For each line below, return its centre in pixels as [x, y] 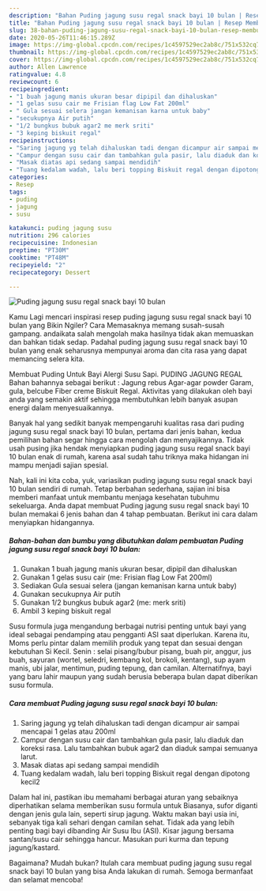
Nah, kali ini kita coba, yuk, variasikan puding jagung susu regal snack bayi [131, 481]
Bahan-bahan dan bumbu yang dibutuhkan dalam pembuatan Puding [126, 540]
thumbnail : [27, 52]
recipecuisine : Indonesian [53, 243]
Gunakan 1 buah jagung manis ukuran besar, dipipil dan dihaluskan [129, 569]
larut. [29, 757]
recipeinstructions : [43, 140]
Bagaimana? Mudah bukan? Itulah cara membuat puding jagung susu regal [130, 863]
